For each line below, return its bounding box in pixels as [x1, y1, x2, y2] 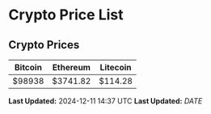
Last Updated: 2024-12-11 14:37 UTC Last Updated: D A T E [8, 96, 203, 106]
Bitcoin [14, 62, 43, 73]
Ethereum [52, 62, 91, 73]
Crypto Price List [8, 6, 124, 24]
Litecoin [99, 62, 132, 73]
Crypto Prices [8, 38, 80, 52]
